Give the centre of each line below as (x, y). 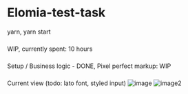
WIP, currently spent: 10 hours (50, 49)
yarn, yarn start (29, 32)
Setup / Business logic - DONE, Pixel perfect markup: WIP (89, 66)
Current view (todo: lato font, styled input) (66, 83)
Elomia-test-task (56, 13)
